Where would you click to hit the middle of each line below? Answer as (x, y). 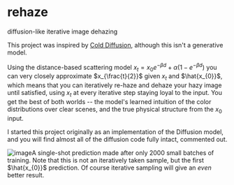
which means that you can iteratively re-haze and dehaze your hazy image (115, 85)
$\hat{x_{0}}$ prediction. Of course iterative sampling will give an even (109, 168)
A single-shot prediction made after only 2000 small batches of (123, 153)
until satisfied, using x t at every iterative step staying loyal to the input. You (115, 94)
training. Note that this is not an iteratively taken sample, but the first (105, 160)
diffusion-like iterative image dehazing (63, 31)
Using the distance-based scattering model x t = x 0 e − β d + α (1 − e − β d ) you (112, 67)
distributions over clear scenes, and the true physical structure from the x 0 (115, 110)
